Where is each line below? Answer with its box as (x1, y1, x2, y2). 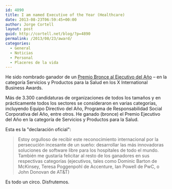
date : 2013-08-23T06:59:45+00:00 (5, 17, 77, 22)
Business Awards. (5, 85, 43, 91)
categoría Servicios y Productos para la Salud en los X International (5, 79, 148, 86)
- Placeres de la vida (10, 60, 59, 65)
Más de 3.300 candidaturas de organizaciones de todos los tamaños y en (5, 95, 161, 101)
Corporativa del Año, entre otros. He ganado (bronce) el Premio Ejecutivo (5, 111, 161, 117)
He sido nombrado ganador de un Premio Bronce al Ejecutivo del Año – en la (5, 74, 167, 80)
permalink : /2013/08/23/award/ (5, 36, 72, 41)
